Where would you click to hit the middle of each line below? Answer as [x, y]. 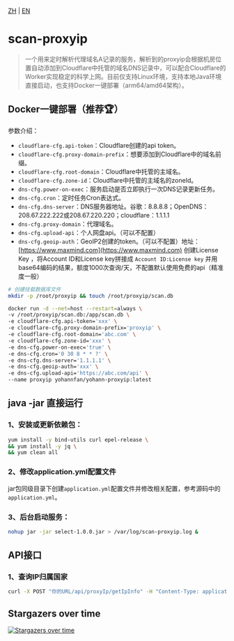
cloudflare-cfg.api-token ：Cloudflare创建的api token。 [99, 145]
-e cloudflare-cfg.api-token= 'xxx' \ [63, 322]
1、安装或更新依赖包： [45, 425]
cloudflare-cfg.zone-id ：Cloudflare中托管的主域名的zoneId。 [108, 180]
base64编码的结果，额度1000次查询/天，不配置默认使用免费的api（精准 [120, 267]
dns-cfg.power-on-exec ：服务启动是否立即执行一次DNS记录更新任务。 [118, 189]
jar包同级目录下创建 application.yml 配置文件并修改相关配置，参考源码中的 [114, 488]
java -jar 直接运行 [46, 404]
